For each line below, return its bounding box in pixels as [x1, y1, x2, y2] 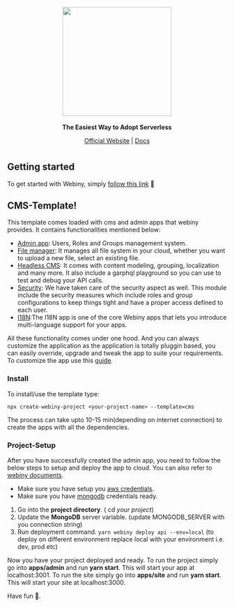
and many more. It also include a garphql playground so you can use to [17, 269, 221, 277]
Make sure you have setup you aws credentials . [17, 485, 155, 493]
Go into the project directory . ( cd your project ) [17, 506, 155, 514]
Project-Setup [7, 440, 56, 450]
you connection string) [17, 520, 83, 529]
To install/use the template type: [7, 389, 100, 398]
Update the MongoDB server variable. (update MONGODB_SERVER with [17, 513, 225, 521]
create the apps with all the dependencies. [7, 423, 130, 431]
